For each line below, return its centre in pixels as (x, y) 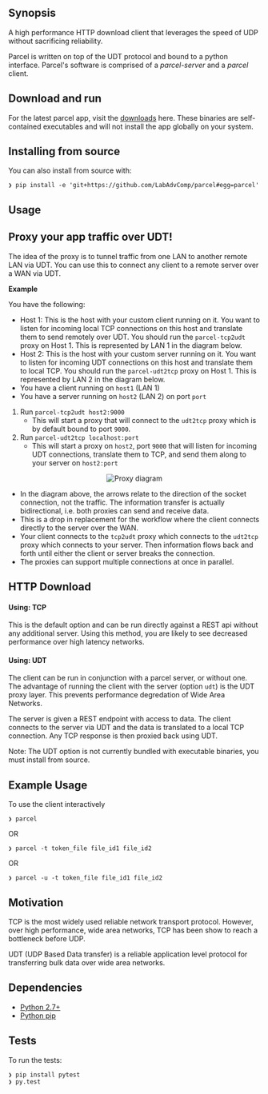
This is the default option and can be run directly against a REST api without (133, 625)
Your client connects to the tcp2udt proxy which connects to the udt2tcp (139, 536)
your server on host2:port (75, 462)
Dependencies (45, 988)
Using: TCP (27, 607)
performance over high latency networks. (77, 642)
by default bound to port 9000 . (81, 429)
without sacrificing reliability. (56, 41)
